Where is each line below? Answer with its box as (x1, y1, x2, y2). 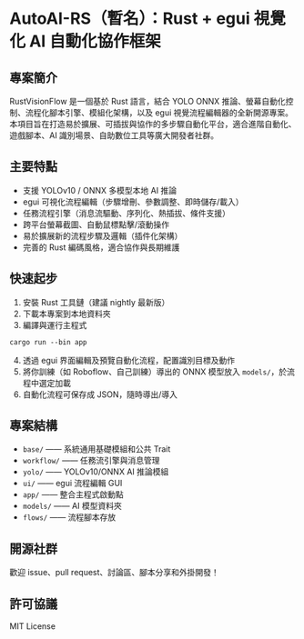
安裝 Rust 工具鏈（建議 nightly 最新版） (22, 296, 170, 307)
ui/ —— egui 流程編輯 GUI (22, 478, 123, 489)
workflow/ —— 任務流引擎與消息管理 (22, 455, 161, 466)
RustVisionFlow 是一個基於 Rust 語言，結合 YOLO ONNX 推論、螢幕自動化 (9, 96, 287, 106)
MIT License (9, 621, 56, 632)
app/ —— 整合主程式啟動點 (22, 489, 125, 500)
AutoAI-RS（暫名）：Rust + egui (9, 8, 250, 29)
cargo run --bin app (9, 337, 88, 346)
